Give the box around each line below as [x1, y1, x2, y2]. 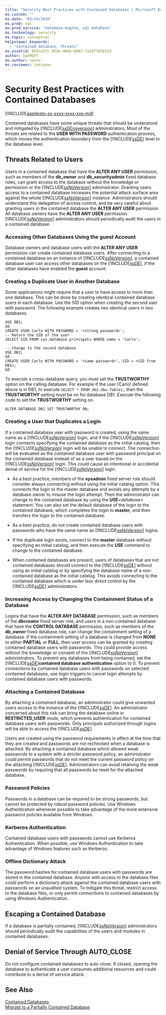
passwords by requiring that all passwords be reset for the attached [5, 767, 143, 773]
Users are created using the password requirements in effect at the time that [5, 735, 161, 742]
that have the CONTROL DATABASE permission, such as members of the [5, 623, 154, 629]
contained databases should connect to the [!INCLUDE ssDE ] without [12, 562, 152, 568]
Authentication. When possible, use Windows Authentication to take [5, 840, 143, 846]
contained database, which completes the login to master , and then [12, 507, 151, 513]
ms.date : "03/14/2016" [5, 16, 52, 21]
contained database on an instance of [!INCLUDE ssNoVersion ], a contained [5, 255, 159, 261]
